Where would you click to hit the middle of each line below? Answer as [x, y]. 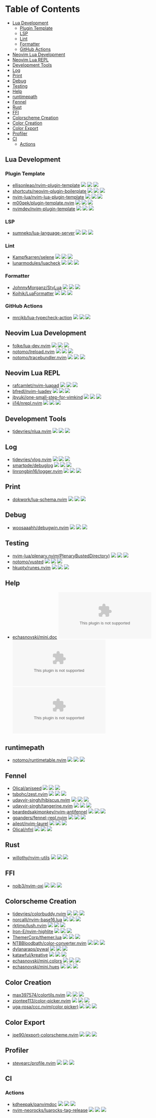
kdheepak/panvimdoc [34, 1104]
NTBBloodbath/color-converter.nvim [49, 943]
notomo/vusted [28, 562]
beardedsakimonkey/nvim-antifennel [50, 812]
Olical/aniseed [27, 788]
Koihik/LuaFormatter [33, 293]
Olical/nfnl [23, 829]
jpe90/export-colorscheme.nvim [45, 1035]
